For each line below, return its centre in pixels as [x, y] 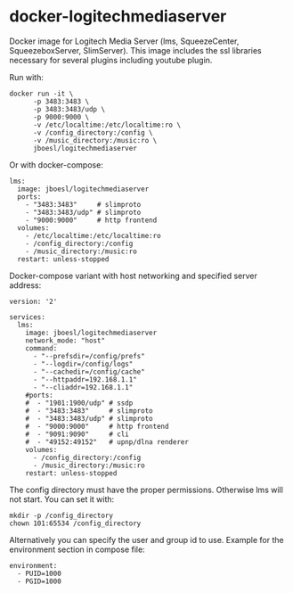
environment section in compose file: [77, 549]
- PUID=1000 [40, 573]
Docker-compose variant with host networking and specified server [134, 276]
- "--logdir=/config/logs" [83, 364]
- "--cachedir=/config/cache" [89, 372]
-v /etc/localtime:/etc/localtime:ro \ [106, 125]
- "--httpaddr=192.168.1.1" [85, 379]
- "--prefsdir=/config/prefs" [89, 356]
